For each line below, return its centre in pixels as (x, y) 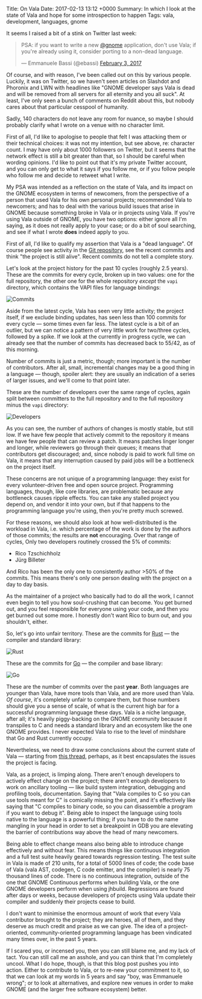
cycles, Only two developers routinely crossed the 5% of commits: (89, 542)
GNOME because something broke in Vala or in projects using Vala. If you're (101, 213)
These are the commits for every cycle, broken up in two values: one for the (100, 275)
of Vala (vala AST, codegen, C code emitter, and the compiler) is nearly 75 (98, 869)
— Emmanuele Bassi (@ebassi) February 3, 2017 (81, 63)
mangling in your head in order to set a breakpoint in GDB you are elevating (100, 826)
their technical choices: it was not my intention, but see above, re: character (100, 143)
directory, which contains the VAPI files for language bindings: (84, 287)
